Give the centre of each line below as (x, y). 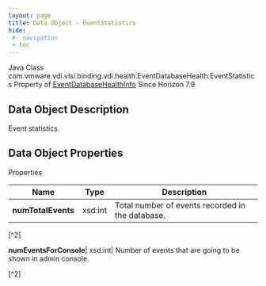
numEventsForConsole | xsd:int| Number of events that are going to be (124, 250)
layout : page (30, 15)
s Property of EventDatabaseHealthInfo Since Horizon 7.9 (102, 85)
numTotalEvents (44, 210)
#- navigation (35, 38)
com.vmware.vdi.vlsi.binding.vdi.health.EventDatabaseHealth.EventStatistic (131, 76)
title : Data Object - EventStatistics (72, 23)
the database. (140, 215)
